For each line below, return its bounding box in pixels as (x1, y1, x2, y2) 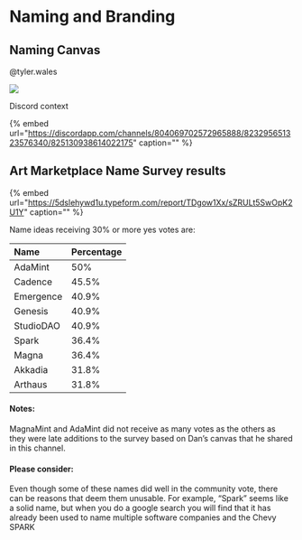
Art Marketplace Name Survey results (9, 163, 226, 179)
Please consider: (9, 463, 74, 474)
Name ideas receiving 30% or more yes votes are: (9, 224, 196, 235)
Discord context (9, 101, 69, 111)
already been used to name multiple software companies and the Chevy (9, 512, 277, 523)
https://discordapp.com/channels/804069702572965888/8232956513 (27, 128, 291, 138)
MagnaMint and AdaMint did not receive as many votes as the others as (9, 424, 277, 434)
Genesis (14, 304, 49, 317)
